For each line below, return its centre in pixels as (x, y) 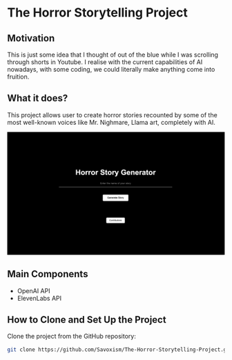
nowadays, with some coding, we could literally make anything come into (111, 69)
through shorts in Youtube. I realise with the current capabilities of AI (105, 62)
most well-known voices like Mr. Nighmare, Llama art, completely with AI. (112, 122)
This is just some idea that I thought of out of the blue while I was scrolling (113, 54)
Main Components (48, 274)
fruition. (18, 77)
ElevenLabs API (39, 298)
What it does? (38, 98)
